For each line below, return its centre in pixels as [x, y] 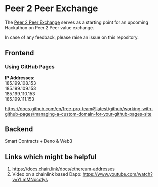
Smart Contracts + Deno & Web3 [39, 141]
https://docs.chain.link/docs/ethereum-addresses [63, 169]
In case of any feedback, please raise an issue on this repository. [72, 37]
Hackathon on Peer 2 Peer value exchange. [50, 27]
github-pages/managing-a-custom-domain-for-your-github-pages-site [78, 114]
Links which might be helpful [51, 157]
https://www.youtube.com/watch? [118, 174]
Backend [19, 129]
